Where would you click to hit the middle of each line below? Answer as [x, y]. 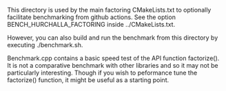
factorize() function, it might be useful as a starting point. [88, 80]
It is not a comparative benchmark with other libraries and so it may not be [113, 65]
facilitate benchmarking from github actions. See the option [91, 17]
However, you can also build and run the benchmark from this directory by [113, 38]
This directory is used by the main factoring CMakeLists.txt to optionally [109, 10]
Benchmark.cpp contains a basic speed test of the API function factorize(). [113, 58]
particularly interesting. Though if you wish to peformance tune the [102, 73]
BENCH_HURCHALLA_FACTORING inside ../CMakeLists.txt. [91, 24]
